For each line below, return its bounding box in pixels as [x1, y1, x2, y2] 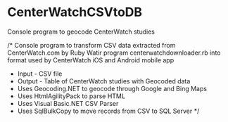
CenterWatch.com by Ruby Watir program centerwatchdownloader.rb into [7, 48, 221, 57]
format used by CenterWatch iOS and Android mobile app [7, 55, 175, 64]
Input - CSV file [17, 69, 63, 78]
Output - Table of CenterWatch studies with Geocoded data [17, 76, 191, 85]
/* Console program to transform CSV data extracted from [7, 41, 176, 49]
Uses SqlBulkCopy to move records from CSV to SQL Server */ [17, 107, 200, 115]
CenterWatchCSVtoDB [7, 4, 143, 20]
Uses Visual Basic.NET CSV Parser [17, 99, 119, 107]
